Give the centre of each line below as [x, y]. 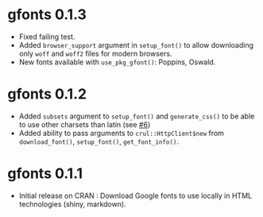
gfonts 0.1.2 [47, 94]
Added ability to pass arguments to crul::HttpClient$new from [121, 133]
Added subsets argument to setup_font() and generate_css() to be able [137, 116]
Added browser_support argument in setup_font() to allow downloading [136, 45]
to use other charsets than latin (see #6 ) [85, 124]
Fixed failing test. [47, 37]
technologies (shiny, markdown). [72, 203]
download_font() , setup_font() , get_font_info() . [99, 141]
